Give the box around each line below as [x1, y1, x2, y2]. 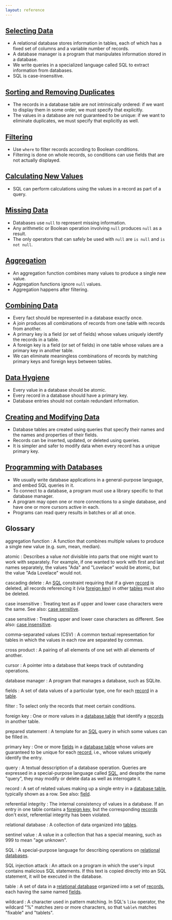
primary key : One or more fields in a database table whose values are [5, 743, 154, 750]
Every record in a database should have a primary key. [12, 392, 128, 398]
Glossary [5, 524, 35, 533]
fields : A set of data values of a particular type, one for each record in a [5, 687, 158, 694]
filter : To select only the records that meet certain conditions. [5, 703, 136, 709]
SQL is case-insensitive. [12, 73, 64, 79]
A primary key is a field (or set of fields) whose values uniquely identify [12, 331, 163, 337]
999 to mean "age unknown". [5, 837, 68, 843]
